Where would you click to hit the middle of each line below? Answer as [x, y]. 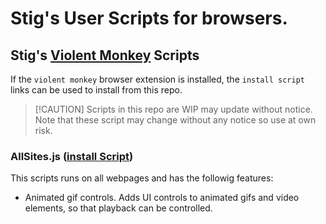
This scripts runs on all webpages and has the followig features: [142, 178]
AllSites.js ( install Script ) [72, 156]
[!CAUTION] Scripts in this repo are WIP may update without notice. [173, 109]
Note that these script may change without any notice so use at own [175, 120]
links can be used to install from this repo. [96, 90]
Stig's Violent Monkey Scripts [105, 55]
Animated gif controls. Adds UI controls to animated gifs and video [162, 198]
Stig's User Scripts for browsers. [149, 18]
